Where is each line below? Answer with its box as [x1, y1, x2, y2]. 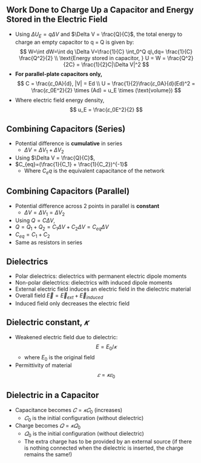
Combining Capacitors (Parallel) [6, 186, 130, 197]
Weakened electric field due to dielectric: [15, 333, 118, 340]
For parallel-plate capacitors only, [15, 70, 103, 78]
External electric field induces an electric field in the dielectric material [15, 285, 191, 293]
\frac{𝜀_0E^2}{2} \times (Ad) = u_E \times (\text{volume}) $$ [31, 86, 182, 93]
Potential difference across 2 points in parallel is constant [15, 202, 159, 209]
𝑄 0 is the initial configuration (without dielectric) [24, 430, 144, 439]
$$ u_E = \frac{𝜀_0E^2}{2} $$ [69, 106, 143, 113]
